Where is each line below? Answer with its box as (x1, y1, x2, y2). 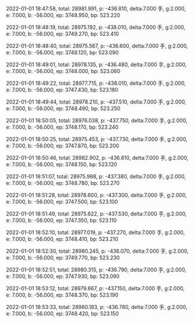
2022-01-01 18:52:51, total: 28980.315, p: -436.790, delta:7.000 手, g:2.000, (6, 266, 186, 273)
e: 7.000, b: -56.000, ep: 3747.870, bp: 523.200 (6, 142, 119, 149)
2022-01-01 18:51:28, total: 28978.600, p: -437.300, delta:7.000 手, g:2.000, (6, 192, 188, 198)
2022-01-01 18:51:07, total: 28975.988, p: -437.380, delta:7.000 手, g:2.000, (6, 173, 186, 180)
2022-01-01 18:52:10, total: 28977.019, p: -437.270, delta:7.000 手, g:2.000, (6, 229, 185, 236)
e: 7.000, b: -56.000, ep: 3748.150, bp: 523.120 (6, 161, 118, 168)
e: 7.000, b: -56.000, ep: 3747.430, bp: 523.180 (6, 87, 118, 93)
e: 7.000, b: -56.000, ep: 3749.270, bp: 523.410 (6, 30, 119, 37)
